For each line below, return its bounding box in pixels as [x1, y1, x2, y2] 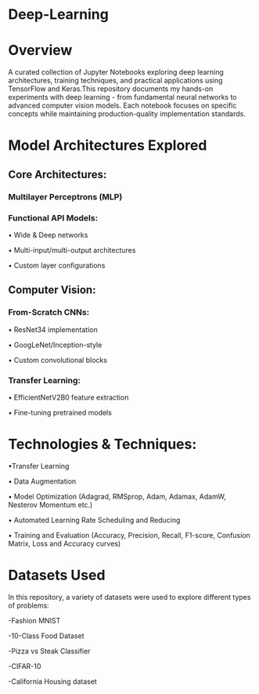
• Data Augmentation [8, 477, 77, 486]
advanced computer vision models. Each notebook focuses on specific [8, 100, 237, 111]
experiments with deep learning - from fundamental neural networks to [8, 93, 237, 102]
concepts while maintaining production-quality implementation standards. [8, 109, 246, 119]
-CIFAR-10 [8, 661, 41, 670]
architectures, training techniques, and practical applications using [8, 76, 223, 86]
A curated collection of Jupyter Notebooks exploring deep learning [8, 68, 225, 77]
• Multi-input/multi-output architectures [8, 245, 136, 254]
